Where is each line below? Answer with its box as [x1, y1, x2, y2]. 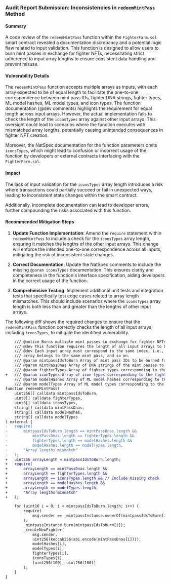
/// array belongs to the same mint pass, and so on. [14, 354, 130, 359]
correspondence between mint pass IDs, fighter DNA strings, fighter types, [5, 95, 162, 101]
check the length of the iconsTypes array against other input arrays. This [5, 116, 156, 123]
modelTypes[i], [32, 546, 65, 551]
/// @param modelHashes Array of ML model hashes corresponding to [14, 377, 159, 382]
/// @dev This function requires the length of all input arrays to [14, 344, 162, 349]
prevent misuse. [5, 61, 39, 67]
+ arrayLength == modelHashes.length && [5, 480, 105, 485]
